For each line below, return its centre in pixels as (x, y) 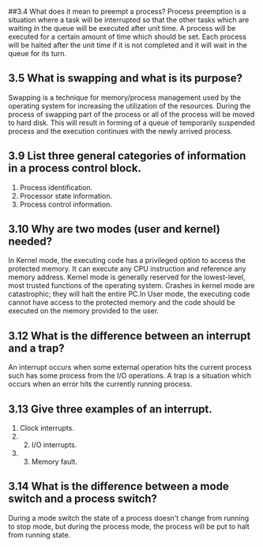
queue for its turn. (38, 53)
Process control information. (66, 204)
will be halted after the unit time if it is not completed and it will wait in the (128, 45)
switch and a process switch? (83, 499)
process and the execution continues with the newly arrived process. (120, 131)
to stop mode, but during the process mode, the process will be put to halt (129, 526)
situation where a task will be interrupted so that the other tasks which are (129, 20)
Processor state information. (66, 196)
